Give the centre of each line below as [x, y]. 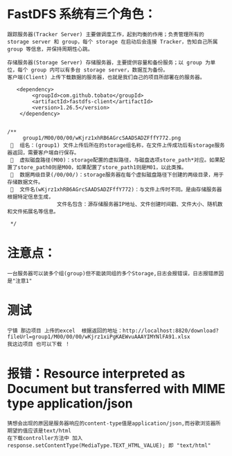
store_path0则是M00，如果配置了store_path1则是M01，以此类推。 [102, 167]
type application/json [70, 403]
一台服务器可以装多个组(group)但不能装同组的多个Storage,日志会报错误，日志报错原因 [115, 273]
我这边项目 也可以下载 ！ [39, 344]
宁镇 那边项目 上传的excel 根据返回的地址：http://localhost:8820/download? [113, 331]
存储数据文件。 [25, 182]
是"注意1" [20, 281]
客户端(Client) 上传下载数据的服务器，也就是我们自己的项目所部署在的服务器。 [106, 77]
